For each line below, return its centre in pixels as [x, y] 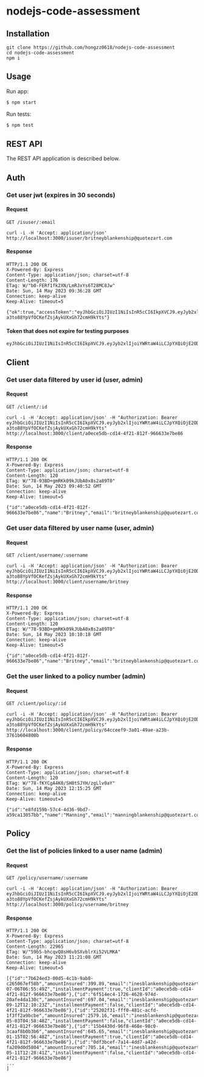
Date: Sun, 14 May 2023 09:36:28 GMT [54, 291]
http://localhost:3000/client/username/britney [68, 582]
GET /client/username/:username [47, 555]
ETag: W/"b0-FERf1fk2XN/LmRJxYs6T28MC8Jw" [61, 286]
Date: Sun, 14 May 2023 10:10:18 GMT [54, 635]
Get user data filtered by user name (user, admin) [80, 528]
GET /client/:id [27, 407]
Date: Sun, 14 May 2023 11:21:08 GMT [54, 957]
